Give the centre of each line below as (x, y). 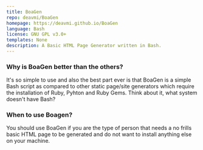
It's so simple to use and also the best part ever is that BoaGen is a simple (99, 80)
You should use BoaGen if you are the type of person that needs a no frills (99, 128)
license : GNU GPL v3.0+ (36, 34)
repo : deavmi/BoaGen (33, 18)
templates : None (27, 40)
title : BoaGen (24, 12)
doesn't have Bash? (31, 99)
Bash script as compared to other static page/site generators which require (100, 86)
